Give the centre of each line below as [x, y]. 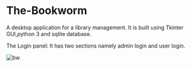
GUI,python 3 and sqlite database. [49, 33]
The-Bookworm [47, 11]
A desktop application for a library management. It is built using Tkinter [95, 27]
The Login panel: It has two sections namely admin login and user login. [96, 46]
